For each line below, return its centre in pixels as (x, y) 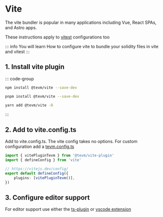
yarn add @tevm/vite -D (29, 105)
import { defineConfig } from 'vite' (43, 160)
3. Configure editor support (47, 197)
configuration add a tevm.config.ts (40, 146)
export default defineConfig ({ (37, 173)
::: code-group (19, 78)
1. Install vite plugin (35, 67)
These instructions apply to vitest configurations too (57, 37)
